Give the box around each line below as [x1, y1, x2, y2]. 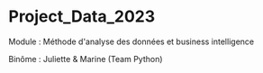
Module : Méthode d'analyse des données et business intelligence [8, 36, 254, 47]
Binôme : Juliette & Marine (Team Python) [8, 53, 163, 64]
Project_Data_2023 [8, 6, 155, 27]
